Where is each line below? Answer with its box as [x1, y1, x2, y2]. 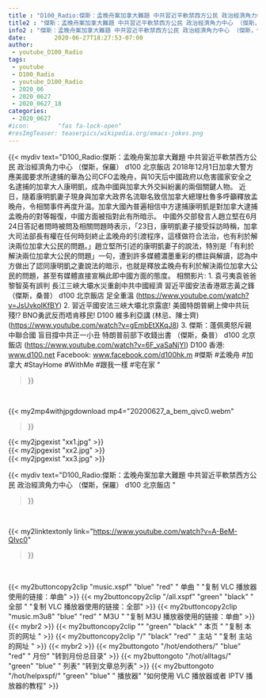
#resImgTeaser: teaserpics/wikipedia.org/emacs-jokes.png [8, 129, 203, 137]
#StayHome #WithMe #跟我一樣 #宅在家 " [23, 359, 161, 369]
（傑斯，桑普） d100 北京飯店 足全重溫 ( [8, 290, 139, 300]
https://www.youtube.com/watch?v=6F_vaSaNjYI [26, 340, 186, 349]
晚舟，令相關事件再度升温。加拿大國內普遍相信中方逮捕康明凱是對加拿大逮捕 [8, 201, 258, 211]
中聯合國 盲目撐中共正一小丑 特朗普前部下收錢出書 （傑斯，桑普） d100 [8, 330, 240, 340]
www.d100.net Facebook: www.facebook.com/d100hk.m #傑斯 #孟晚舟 [8, 350, 240, 359]
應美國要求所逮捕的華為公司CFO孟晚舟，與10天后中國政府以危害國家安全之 [8, 172, 252, 181]
